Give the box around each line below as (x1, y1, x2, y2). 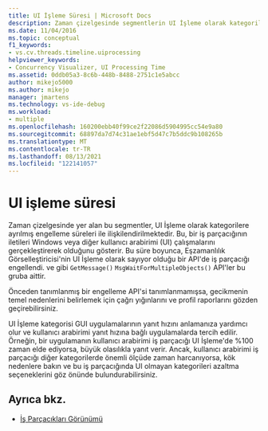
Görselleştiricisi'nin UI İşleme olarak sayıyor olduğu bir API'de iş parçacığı (8, 254, 250, 264)
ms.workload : (8, 108, 52, 116)
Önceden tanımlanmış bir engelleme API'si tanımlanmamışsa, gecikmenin (8, 287, 249, 296)
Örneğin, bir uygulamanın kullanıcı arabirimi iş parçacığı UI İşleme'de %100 (8, 336, 254, 346)
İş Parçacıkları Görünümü (19, 413, 104, 423)
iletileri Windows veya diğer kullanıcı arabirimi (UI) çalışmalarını (8, 237, 215, 247)
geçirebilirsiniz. (8, 304, 58, 313)
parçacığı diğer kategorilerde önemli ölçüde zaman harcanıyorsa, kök (8, 353, 236, 362)
